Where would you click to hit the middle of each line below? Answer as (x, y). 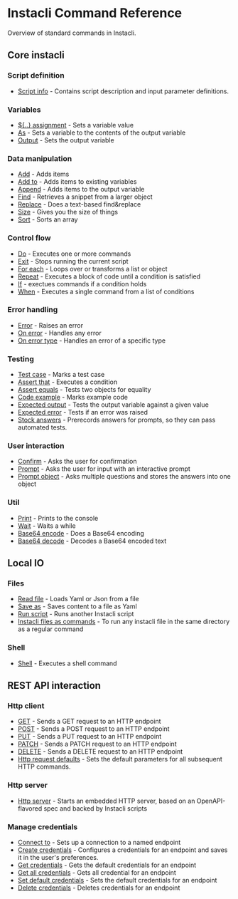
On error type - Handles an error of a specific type (91, 341)
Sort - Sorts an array (48, 219)
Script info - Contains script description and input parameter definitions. (123, 91)
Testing (21, 359)
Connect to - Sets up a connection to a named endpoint (99, 842)
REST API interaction (54, 686)
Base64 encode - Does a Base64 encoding (81, 533)
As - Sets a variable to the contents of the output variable (102, 132)
